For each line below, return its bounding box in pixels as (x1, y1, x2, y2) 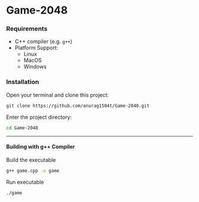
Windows (23, 63, 47, 70)
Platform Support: (14, 44, 58, 51)
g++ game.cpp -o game (6, 168, 60, 174)
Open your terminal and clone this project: (6, 91, 109, 98)
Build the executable (6, 156, 56, 163)
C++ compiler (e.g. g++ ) (14, 38, 73, 45)
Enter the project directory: (6, 113, 72, 120)
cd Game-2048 (6, 125, 38, 131)
